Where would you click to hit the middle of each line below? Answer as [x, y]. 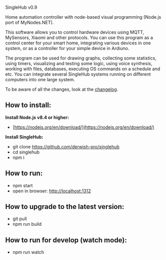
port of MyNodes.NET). [30, 22]
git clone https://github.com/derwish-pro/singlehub [66, 146]
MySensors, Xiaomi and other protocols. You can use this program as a [79, 38]
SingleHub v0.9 [21, 7]
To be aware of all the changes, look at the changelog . [62, 89]
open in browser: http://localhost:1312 [52, 191]
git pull [19, 219]
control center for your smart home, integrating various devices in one [78, 43]
